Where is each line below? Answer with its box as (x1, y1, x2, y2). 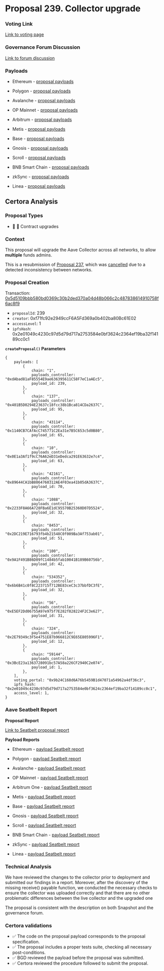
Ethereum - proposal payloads (12, 79, 74, 85)
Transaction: (5, 290, 30, 296)
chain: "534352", (31, 574, 67, 580)
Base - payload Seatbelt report (12, 803, 75, 809)
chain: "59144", (31, 652, 65, 657)
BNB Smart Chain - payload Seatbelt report (12, 831, 100, 838)
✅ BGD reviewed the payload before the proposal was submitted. (12, 955, 144, 961)
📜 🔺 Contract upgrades (12, 223, 59, 229)
